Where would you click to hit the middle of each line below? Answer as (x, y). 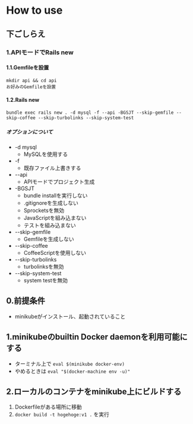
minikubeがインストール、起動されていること (70, 316)
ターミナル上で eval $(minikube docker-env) (70, 363)
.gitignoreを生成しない (51, 202)
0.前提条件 (26, 301)
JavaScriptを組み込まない (55, 217)
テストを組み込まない (50, 225)
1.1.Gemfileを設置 (28, 68)
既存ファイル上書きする (52, 168)
